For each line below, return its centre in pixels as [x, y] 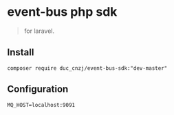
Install [21, 52]
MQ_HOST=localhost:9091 [41, 105]
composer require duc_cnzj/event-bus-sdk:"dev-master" [87, 68]
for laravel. [39, 31]
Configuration [38, 89]
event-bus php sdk [62, 12]
